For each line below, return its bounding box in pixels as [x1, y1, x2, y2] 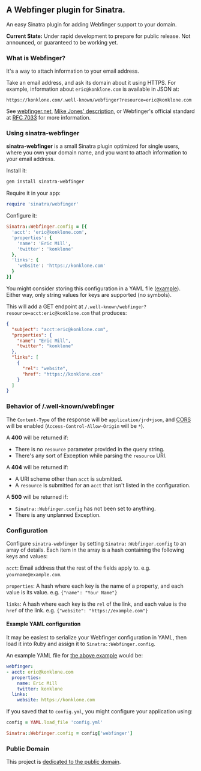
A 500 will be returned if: [6, 493, 68, 501]
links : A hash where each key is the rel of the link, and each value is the [6, 600, 187, 608]
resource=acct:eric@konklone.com [6, 310, 90, 316]
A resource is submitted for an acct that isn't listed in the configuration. [14, 481, 191, 489]
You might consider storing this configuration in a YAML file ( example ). [6, 285, 181, 292]
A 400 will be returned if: [6, 434, 69, 441]
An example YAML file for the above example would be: [6, 652, 143, 659]
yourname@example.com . [6, 570, 62, 577]
